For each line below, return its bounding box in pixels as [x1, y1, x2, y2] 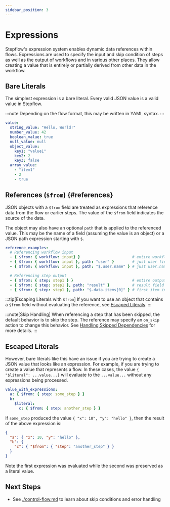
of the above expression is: [5, 420, 62, 426]
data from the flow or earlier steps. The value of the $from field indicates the [5, 209, 164, 215]
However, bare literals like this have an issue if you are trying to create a [5, 356, 155, 362]
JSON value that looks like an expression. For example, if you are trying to [5, 361, 159, 367]
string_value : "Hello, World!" [10, 125, 76, 130]
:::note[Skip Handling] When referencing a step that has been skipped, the [5, 311, 160, 317]
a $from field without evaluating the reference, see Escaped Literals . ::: [5, 302, 152, 308]
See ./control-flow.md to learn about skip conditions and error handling [12, 496, 161, 502]
